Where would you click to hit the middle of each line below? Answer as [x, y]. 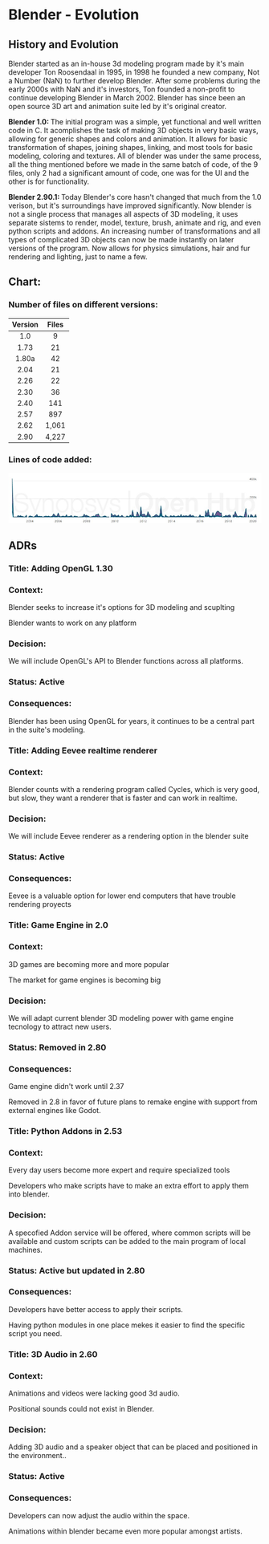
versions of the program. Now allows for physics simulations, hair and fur [129, 248]
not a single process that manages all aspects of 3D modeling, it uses [123, 214]
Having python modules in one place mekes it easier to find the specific [127, 1325]
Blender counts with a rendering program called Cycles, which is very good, [134, 789]
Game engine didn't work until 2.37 [66, 1087]
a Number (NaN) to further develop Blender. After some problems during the [134, 81]
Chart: [25, 282]
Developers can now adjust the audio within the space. [99, 1515]
